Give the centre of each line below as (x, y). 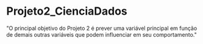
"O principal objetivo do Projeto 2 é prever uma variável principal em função (102, 28)
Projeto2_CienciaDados (67, 11)
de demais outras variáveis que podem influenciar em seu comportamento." (101, 34)
